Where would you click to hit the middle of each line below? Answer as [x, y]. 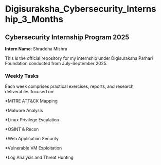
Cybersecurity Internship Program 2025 [67, 37]
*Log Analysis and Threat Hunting [39, 157]
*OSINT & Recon [22, 129]
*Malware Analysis [24, 111]
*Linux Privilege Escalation [32, 120]
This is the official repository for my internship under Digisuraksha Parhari [79, 58]
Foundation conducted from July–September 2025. [56, 63]
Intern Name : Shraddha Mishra [36, 49]
